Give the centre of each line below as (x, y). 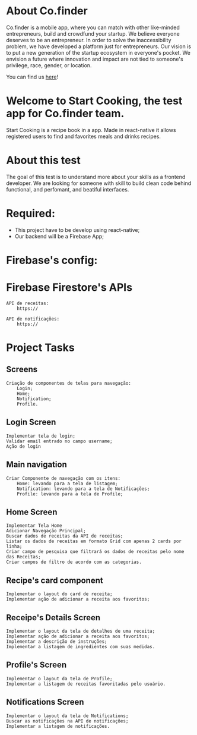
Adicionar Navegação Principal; (46, 531)
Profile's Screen (36, 665)
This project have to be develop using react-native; (77, 230)
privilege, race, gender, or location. (49, 65)
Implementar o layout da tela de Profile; (59, 679)
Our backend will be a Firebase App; (59, 236)
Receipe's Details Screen (53, 618)
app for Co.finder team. (65, 114)
